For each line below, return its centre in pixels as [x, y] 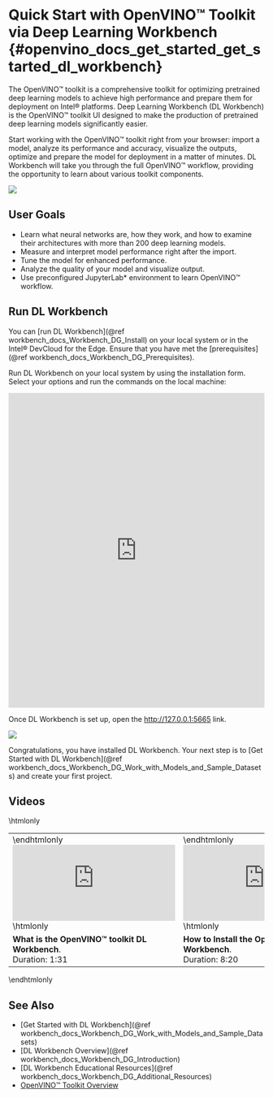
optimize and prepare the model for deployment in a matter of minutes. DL [132, 157]
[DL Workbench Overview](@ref [74, 1051]
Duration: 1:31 [40, 960]
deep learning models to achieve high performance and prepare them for [131, 97]
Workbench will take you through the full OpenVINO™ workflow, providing [131, 165]
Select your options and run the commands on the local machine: [117, 381]
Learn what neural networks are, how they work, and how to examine [136, 234]
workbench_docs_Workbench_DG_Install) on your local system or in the [128, 339]
